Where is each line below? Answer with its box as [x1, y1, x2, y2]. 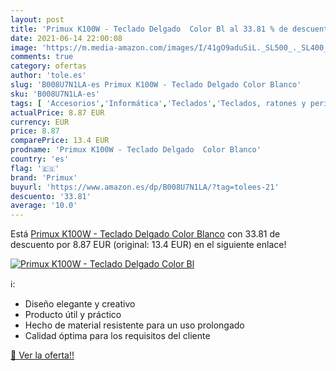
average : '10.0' [10, 201, 78, 211]
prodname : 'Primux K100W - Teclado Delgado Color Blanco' [10, 145, 262, 155]
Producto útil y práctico [24, 309, 122, 321]
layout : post [10, 14, 65, 25]
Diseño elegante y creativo [24, 298, 136, 310]
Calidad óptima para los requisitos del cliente [24, 330, 211, 342]
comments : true [10, 52, 74, 62]
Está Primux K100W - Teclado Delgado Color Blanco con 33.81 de [10, 228, 281, 240]
